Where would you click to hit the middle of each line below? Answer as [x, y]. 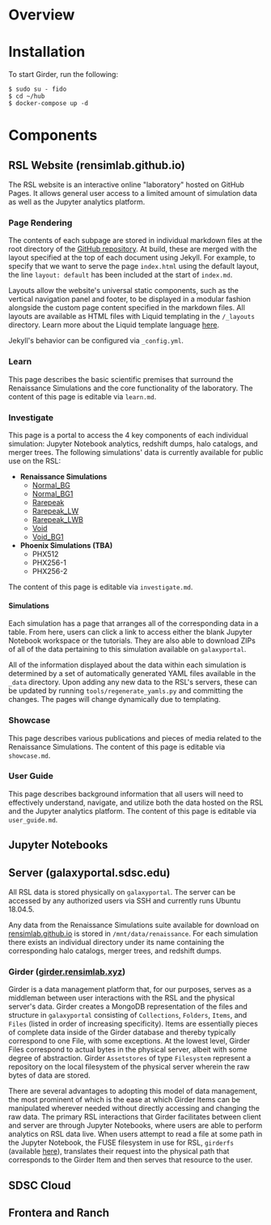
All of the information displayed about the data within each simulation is [127, 665]
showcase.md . [30, 755]
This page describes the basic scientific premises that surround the [121, 379]
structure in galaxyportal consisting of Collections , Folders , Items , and [128, 1015]
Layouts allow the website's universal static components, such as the [123, 291]
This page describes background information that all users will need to [126, 793]
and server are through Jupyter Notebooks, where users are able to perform [135, 1125]
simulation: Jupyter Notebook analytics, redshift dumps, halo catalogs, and [133, 444]
